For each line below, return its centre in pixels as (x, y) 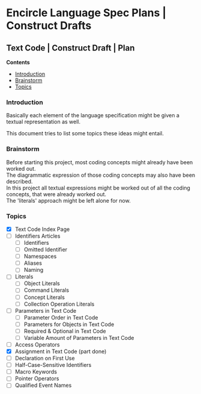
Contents (18, 62)
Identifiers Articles (37, 236)
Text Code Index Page (42, 229)
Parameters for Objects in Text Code (69, 324)
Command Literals (46, 290)
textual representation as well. (43, 122)
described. (19, 181)
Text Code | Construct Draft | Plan (70, 48)
